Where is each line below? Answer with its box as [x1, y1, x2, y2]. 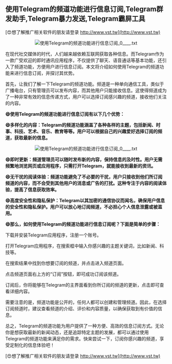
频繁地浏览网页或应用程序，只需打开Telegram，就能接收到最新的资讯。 [5, 163, 156, 169]
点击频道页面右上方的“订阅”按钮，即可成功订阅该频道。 [5, 271, 122, 277]
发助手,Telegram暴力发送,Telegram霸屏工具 [5, 14, 145, 23]
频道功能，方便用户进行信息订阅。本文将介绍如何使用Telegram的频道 [14, 63, 160, 70]
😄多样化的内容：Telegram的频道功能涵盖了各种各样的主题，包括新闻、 [5, 122, 156, 128]
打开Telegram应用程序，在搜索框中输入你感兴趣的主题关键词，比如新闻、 [5, 243, 160, 249]
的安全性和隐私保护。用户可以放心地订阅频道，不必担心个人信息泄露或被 [5, 204, 158, 210]
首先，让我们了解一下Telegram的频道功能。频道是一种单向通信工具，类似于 [5, 81, 164, 87]
